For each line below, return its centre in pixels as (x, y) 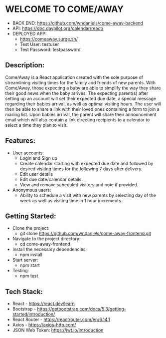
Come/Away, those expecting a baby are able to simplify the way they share (83, 88)
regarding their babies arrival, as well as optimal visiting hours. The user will (83, 104)
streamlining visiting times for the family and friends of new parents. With (81, 82)
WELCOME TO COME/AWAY (64, 9)
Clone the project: (31, 228)
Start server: (25, 260)
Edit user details (36, 174)
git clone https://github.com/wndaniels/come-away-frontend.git (85, 234)
